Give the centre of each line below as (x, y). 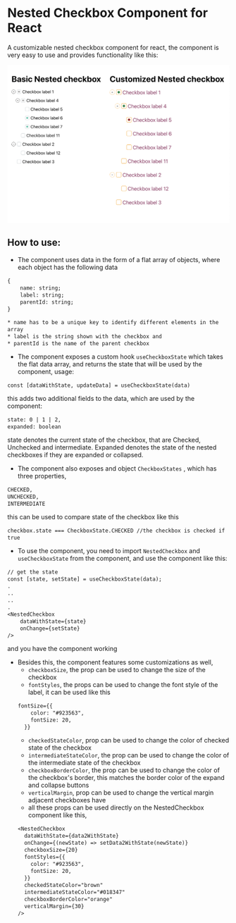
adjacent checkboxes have (67, 800)
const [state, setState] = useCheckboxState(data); (85, 579)
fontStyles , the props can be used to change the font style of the (123, 684)
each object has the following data (68, 267)
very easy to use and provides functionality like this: (83, 55)
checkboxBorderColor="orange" (68, 899)
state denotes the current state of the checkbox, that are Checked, (104, 440)
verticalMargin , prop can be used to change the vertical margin (121, 792)
